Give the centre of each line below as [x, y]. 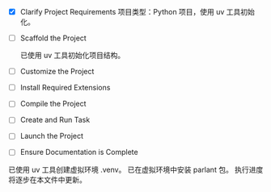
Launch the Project [51, 136]
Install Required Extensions [65, 88]
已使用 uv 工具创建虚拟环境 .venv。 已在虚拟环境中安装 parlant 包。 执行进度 [136, 169]
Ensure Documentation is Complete [79, 152]
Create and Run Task [55, 120]
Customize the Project [57, 72]
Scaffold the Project [53, 38]
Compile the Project [53, 104]
